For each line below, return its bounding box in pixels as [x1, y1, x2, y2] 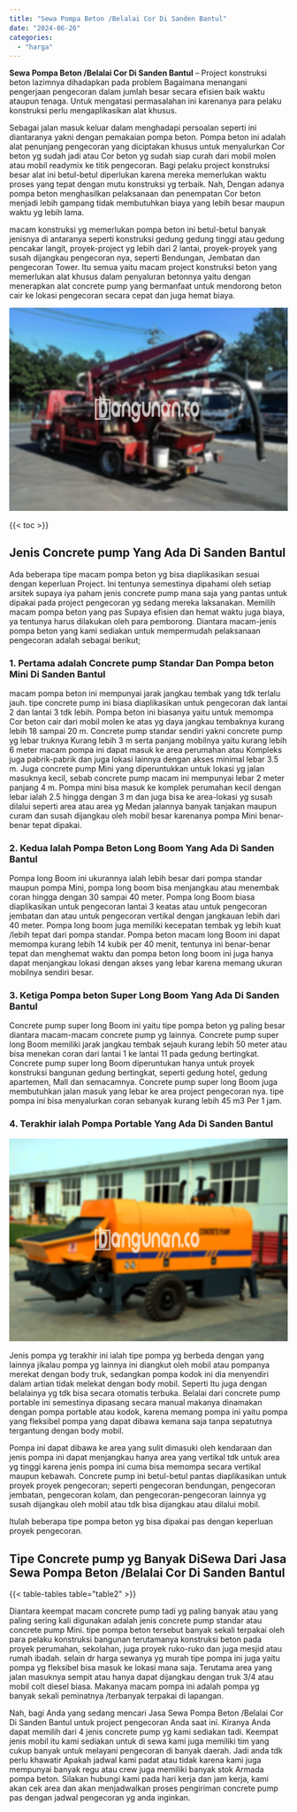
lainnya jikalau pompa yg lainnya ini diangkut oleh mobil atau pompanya [9, 1359, 270, 1370]
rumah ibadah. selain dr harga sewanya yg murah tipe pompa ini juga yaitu [9, 1653, 280, 1664]
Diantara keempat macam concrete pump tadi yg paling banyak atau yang [9, 1606, 278, 1616]
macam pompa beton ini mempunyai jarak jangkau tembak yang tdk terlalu [9, 687, 281, 699]
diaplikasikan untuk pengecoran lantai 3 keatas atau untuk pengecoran [9, 902, 268, 912]
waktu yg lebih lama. [9, 207, 85, 218]
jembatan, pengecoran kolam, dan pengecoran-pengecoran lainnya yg [9, 1490, 267, 1500]
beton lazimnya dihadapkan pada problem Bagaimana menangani [9, 77, 247, 88]
